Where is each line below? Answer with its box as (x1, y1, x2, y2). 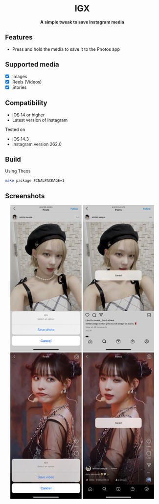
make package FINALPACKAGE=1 (5, 178, 65, 183)
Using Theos (5, 168, 31, 174)
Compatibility (5, 99, 47, 107)
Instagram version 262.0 (12, 141, 62, 147)
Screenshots (5, 191, 45, 200)
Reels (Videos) (12, 79, 42, 84)
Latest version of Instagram (12, 117, 68, 123)
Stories (12, 84, 27, 90)
